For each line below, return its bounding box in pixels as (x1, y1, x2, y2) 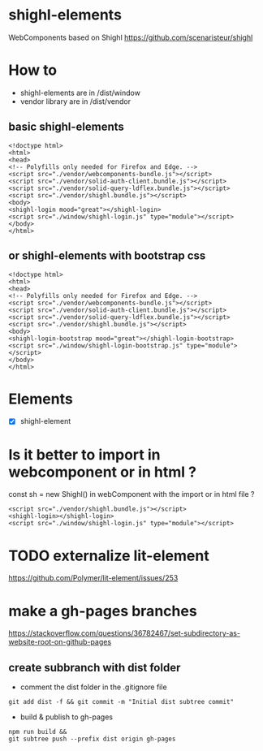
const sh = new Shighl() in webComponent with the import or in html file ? (8, 490, 255, 499)
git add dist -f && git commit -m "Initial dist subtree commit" (8, 698, 234, 706)
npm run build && (8, 728, 67, 736)
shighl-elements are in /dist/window (19, 88, 140, 97)
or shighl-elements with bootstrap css (8, 249, 206, 263)
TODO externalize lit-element (8, 546, 209, 565)
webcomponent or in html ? (8, 463, 197, 481)
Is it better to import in (8, 445, 161, 464)
